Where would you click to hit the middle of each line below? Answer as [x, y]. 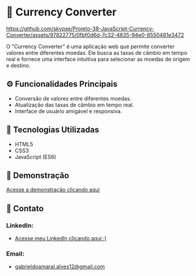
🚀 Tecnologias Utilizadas [53, 130]
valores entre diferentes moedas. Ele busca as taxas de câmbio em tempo [97, 52]
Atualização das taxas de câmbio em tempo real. [74, 105]
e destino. [18, 65]
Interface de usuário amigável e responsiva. [68, 111]
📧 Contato [25, 208]
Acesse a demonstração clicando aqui [53, 190]
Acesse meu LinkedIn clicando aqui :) [61, 239]
